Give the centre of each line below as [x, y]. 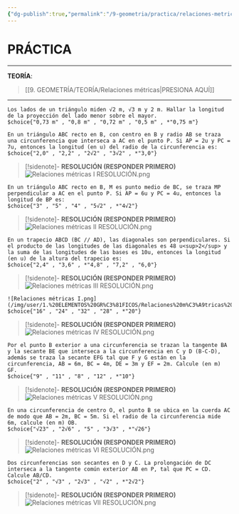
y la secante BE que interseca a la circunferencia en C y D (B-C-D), [114, 351]
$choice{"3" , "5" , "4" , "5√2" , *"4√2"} [73, 206]
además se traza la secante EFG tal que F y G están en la [97, 358]
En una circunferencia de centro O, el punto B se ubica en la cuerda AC [119, 410]
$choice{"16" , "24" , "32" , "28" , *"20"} [74, 311]
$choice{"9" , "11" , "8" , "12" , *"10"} [71, 376]
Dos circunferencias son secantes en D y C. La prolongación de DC [110, 463]
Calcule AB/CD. [30, 475]
